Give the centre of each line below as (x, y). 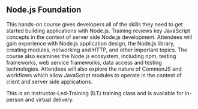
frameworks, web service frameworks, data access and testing (84, 62)
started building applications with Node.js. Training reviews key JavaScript (98, 31)
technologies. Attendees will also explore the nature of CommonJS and (94, 69)
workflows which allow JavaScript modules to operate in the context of (94, 75)
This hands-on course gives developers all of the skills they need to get (94, 24)
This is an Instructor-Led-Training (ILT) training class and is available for (95, 93)
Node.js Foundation (44, 10)
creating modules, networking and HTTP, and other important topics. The (97, 50)
